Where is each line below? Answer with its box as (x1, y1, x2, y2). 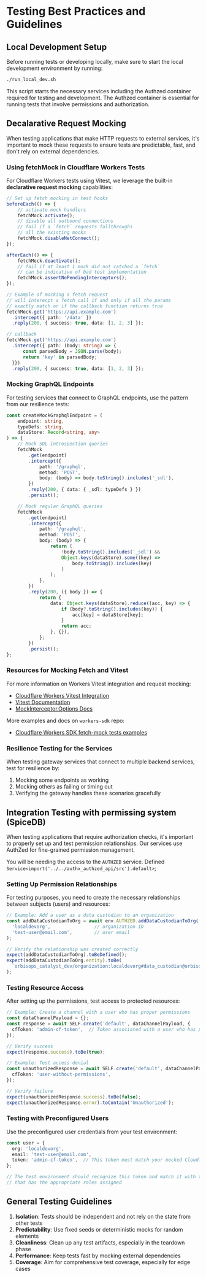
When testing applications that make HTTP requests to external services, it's (6, 134, 200, 142)
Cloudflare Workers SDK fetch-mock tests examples (15, 728, 148, 736)
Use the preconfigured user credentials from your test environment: (6, 1128, 178, 1135)
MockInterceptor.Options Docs (15, 704, 93, 712)
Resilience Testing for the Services (6, 744, 113, 752)
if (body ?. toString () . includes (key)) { (61, 606, 164, 612)
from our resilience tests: (6, 400, 69, 407)
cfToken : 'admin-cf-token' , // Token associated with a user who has (12, 1026, 196, 1032)
